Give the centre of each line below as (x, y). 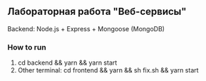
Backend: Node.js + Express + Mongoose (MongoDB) (86, 28)
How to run (27, 47)
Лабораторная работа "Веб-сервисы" (97, 12)
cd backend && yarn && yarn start (67, 63)
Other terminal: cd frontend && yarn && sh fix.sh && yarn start (108, 70)
